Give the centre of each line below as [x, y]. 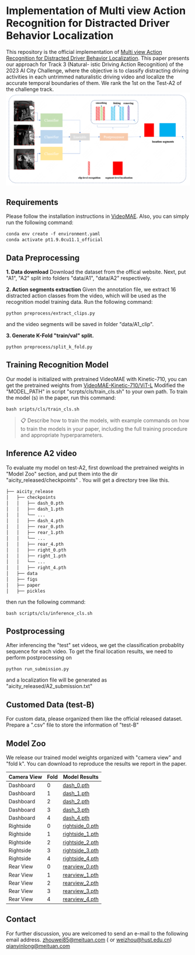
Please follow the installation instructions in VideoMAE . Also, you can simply [97, 216]
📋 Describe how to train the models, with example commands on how [105, 420]
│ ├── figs [22, 579]
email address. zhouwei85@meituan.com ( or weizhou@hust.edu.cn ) [89, 939]
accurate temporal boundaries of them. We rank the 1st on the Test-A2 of [94, 83]
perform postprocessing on [39, 658]
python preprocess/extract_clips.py [51, 313]
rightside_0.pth [81, 826]
